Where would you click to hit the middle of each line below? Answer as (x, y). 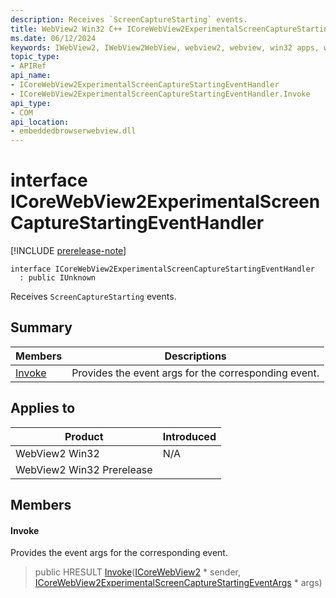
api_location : (40, 122)
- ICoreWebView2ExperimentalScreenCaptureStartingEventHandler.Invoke (160, 94)
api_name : (31, 76)
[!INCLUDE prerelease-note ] (68, 251)
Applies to (43, 408)
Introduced (189, 436)
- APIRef (28, 66)
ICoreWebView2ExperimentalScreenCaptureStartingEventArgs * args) (178, 583)
